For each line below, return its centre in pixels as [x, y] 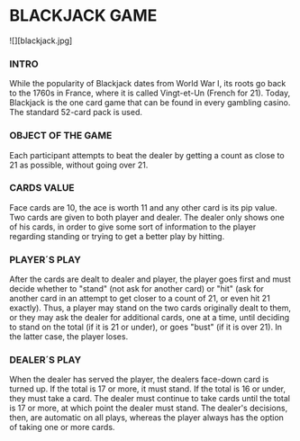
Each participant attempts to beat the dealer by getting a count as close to [147, 155]
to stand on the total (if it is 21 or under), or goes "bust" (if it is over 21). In [145, 327]
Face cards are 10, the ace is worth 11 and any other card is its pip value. [143, 207]
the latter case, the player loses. [69, 337]
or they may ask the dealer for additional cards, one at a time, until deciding [150, 318]
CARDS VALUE [42, 188]
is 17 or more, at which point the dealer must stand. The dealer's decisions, [149, 408]
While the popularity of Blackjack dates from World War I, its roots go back [148, 84]
